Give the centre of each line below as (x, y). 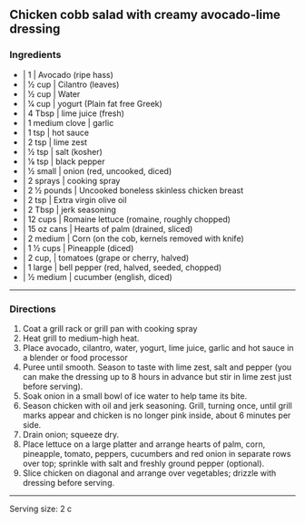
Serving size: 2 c (41, 508)
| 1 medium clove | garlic (68, 122)
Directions (33, 309)
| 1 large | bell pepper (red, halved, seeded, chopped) (122, 267)
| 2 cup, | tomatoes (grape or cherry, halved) (106, 257)
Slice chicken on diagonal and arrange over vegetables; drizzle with (149, 473)
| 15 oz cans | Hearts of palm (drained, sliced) (108, 228)
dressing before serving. (69, 482)
